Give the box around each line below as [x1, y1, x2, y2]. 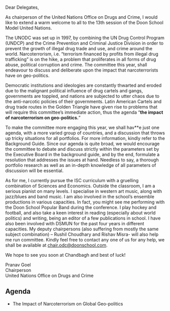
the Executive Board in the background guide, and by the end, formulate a [5, 152, 160, 157]
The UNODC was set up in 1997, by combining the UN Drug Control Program [5, 35, 165, 41]
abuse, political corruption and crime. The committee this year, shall [5, 62, 147, 67]
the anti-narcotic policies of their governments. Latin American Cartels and [5, 98, 162, 105]
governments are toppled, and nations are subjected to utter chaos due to [5, 93, 160, 99]
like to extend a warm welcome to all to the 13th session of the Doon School [5, 20, 164, 25]
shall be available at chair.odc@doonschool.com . [5, 242, 108, 248]
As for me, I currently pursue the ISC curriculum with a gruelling [5, 178, 139, 183]
